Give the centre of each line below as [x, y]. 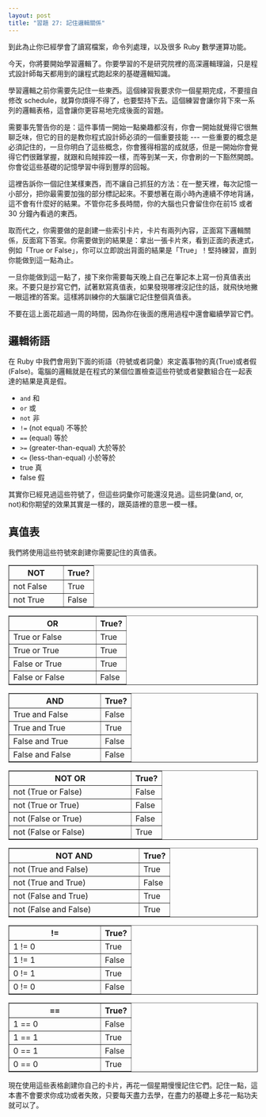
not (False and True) [51, 896]
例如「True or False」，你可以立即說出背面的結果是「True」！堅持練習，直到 [133, 250]
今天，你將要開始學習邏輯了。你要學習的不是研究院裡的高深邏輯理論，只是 [129, 64]
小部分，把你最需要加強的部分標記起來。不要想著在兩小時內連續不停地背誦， [133, 193]
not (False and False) [52, 910]
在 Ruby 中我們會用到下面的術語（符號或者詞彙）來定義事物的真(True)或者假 [133, 361]
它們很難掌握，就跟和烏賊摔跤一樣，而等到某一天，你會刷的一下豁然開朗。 [136, 156]
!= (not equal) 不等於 [53, 428]
